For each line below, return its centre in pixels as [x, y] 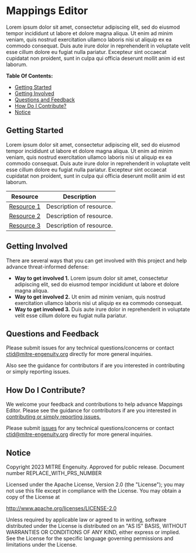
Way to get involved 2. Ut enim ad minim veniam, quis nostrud [90, 297]
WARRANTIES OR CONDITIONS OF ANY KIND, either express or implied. [93, 532]
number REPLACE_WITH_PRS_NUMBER [54, 473]
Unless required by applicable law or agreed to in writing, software [86, 520]
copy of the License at [33, 497]
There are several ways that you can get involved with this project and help [97, 260]
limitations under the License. [42, 544]
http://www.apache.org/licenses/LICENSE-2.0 [61, 508]
